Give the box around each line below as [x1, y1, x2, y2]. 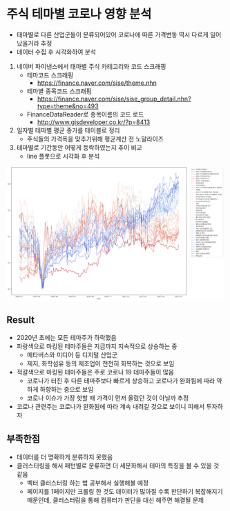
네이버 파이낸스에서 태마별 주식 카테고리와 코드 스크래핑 [16, 62, 166, 70]
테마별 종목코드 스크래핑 [26, 87, 93, 95]
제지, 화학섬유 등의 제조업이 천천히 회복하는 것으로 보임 [26, 359, 175, 368]
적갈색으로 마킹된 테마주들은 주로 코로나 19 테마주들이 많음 [16, 368, 174, 376]
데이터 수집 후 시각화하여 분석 [16, 48, 96, 56]
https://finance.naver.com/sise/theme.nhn [37, 79, 157, 87]
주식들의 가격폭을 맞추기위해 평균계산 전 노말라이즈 [26, 134, 164, 143]
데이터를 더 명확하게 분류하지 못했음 [16, 452, 113, 461]
